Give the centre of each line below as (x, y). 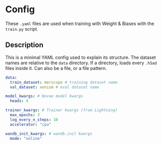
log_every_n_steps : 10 (34, 119)
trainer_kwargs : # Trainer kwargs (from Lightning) (61, 110)
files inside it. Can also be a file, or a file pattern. (56, 68)
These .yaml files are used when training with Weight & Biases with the (80, 23)
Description (24, 45)
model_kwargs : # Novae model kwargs (44, 96)
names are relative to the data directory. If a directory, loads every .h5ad (81, 63)
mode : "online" (26, 138)
